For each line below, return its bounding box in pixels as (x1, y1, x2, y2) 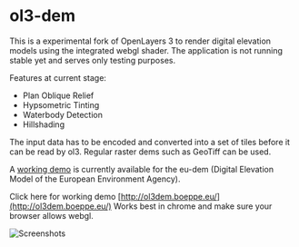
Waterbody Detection (22, 109, 103, 120)
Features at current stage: (9, 72, 107, 83)
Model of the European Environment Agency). (9, 173, 181, 184)
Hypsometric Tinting (22, 99, 100, 110)
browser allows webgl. (9, 210, 94, 221)
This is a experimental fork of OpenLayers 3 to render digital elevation (9, 35, 271, 46)
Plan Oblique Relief (22, 90, 95, 101)
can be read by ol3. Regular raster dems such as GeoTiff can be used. (9, 146, 272, 157)
